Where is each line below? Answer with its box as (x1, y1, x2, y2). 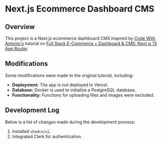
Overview (5, 23, 35, 31)
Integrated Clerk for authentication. (12, 133, 82, 139)
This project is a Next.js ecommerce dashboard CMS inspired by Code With (5, 35, 156, 41)
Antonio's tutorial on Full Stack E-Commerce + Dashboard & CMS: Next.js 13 (5, 41, 157, 46)
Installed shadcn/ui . (12, 128, 51, 134)
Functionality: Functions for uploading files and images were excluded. (12, 92, 155, 98)
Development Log (5, 106, 59, 115)
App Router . (5, 46, 29, 51)
